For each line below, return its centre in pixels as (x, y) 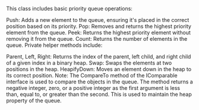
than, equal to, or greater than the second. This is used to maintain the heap (99, 94)
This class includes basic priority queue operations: (69, 9)
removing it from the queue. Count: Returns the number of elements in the (97, 39)
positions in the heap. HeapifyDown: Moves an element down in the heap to (99, 69)
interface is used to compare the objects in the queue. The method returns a (99, 82)
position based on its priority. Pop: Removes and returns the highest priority (99, 26)
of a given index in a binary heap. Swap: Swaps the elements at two (89, 63)
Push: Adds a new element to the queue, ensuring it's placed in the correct (98, 20)
